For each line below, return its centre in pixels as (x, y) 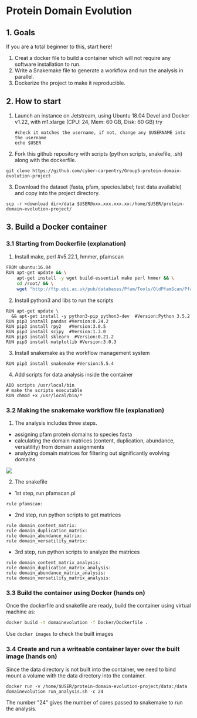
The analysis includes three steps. (56, 423)
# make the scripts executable (44, 390)
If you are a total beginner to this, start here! (59, 46)
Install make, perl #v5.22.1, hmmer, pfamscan (69, 256)
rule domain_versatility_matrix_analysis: (59, 578)
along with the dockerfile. (45, 160)
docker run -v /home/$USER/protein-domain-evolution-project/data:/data (97, 686)
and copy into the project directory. (57, 193)
